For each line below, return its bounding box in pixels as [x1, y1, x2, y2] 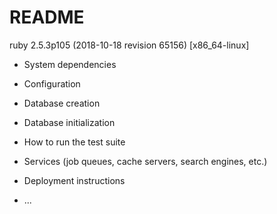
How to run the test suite [23, 136, 126, 148]
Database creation [23, 97, 101, 109]
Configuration [23, 77, 81, 90]
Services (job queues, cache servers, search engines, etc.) [23, 155, 268, 167]
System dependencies [23, 58, 117, 70]
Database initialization [23, 116, 116, 128]
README [9, 6, 85, 29]
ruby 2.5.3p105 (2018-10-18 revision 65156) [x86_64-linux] [9, 39, 250, 51]
